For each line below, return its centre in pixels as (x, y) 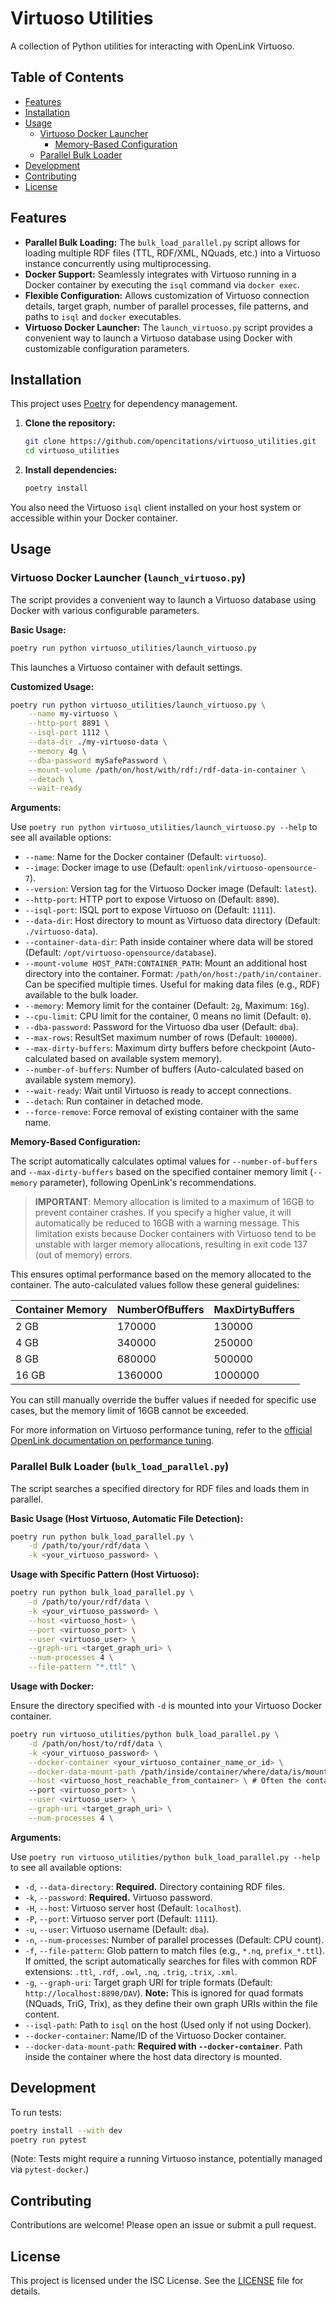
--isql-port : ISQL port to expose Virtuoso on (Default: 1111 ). (150, 910)
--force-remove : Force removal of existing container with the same (161, 1112)
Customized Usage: (52, 686)
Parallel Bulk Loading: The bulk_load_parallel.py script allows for (162, 242)
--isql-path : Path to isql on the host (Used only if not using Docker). (168, 2024)
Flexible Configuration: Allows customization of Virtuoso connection (167, 295)
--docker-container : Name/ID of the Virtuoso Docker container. (155, 2035)
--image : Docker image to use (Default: (104, 868)
